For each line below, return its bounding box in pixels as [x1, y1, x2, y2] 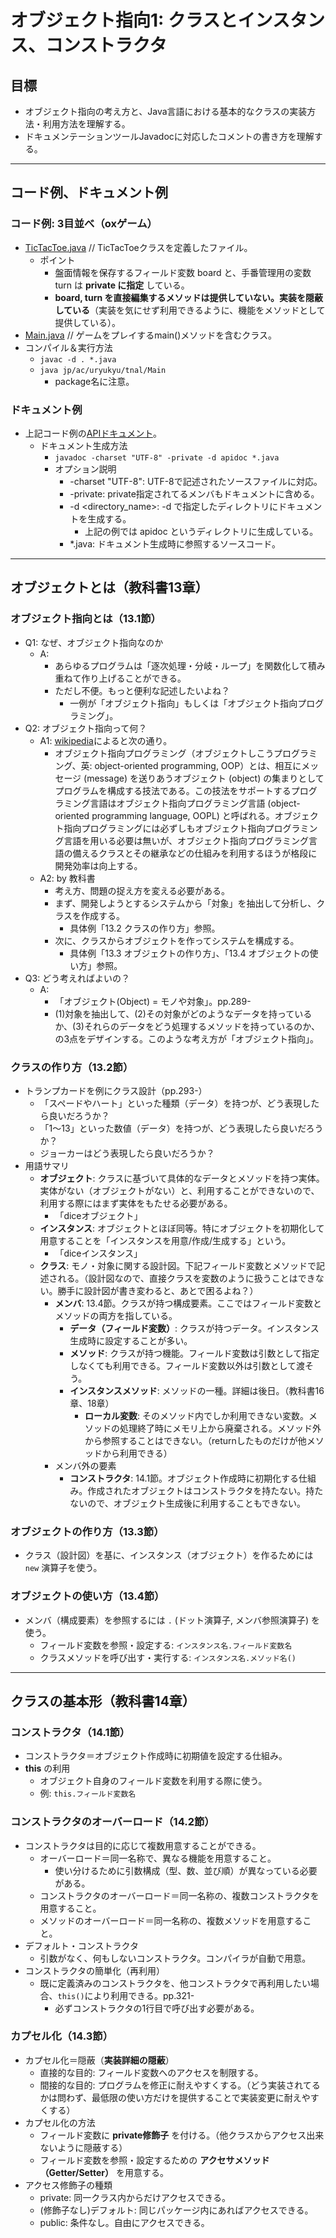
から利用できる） [101, 1447, 173, 1459]
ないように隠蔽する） [39, 2141, 128, 2153]
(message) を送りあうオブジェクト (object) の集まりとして [83, 772, 325, 784]
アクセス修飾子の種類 [24, 2179, 113, 2191]
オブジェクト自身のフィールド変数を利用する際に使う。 [39, 1775, 268, 1787]
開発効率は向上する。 [54, 859, 143, 871]
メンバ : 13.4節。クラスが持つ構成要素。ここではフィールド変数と [54, 1297, 322, 1309]
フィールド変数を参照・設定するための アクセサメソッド [39, 2154, 270, 2166]
